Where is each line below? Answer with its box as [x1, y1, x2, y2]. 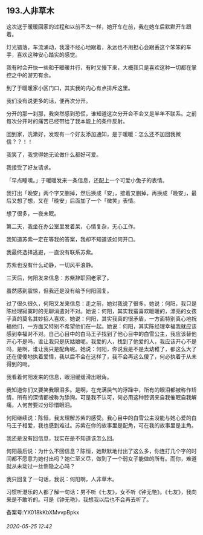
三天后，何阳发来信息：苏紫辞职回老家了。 [6, 274, 112, 281]
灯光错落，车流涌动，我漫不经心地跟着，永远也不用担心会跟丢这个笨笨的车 [6, 43, 192, 50]
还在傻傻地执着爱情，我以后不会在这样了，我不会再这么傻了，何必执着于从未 [6, 353, 197, 360]
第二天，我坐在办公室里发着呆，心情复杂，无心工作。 [6, 223, 139, 230]
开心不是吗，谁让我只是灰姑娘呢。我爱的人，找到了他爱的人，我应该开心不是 [6, 338, 197, 345]
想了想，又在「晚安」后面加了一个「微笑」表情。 [16, 197, 139, 204]
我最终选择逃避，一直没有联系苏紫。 [6, 248, 97, 255]
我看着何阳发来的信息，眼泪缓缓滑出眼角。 [6, 373, 112, 380]
